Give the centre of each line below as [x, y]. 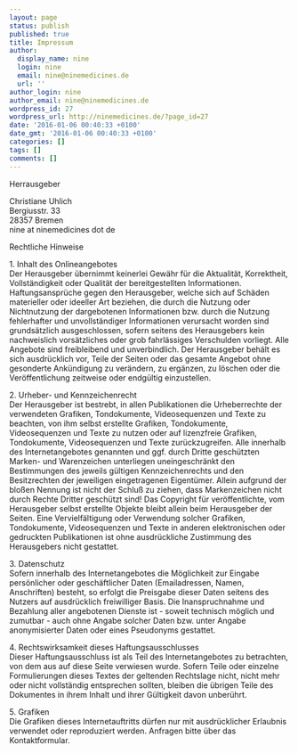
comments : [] [33, 158]
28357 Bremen [36, 220]
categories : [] [37, 142]
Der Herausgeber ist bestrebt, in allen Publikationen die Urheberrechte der [146, 404]
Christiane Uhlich [41, 201]
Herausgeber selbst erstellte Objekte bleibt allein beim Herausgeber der [141, 508]
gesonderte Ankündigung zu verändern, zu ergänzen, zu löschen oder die [145, 368]
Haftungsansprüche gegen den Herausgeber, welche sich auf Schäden [139, 292]
